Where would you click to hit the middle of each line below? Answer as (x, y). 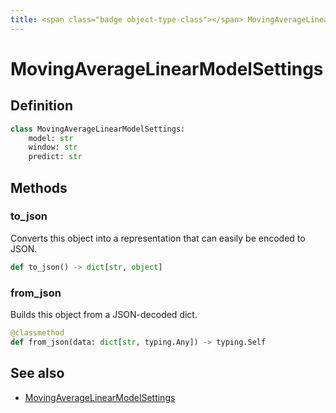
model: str (51, 138)
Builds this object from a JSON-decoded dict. (104, 314)
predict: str (55, 157)
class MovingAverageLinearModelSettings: (98, 129)
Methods (39, 187)
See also (37, 373)
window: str (53, 147)
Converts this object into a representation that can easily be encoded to (158, 238)
